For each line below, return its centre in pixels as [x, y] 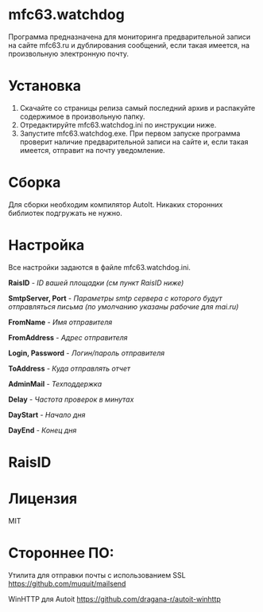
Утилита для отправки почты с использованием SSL [97, 575]
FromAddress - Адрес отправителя [68, 337]
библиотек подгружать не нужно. [66, 213]
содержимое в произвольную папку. [82, 116]
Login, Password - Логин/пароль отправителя [87, 353]
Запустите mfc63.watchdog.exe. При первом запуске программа [130, 133]
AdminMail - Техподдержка [55, 383]
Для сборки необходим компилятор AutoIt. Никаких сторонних [116, 204]
